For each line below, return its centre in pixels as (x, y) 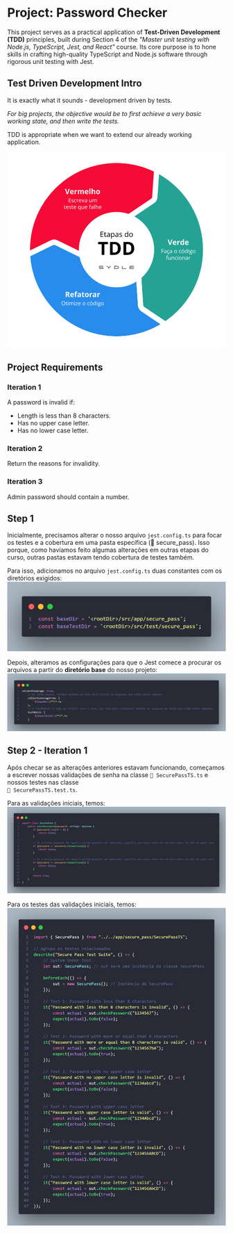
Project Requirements (55, 367)
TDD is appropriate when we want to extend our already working (100, 134)
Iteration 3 (25, 482)
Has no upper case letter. (53, 423)
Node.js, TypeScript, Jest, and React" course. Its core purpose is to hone (112, 47)
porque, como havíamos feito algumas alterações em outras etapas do (108, 550)
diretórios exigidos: (35, 578)
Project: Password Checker (87, 13)
